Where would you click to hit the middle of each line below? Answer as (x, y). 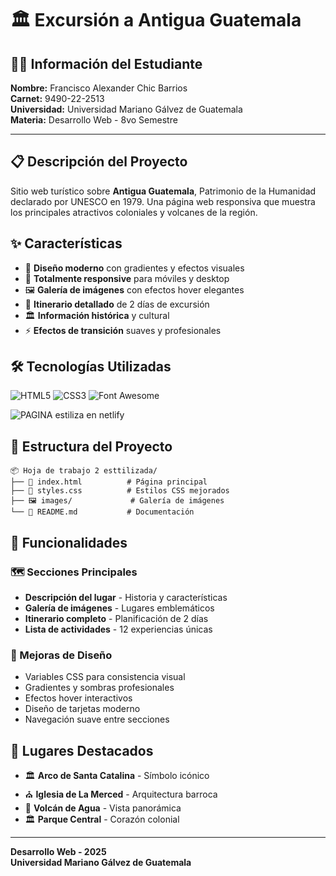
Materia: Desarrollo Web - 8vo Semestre (94, 120)
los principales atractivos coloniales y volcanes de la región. (134, 212)
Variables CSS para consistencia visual (105, 677)
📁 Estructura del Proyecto (91, 446)
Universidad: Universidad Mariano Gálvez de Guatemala (126, 109)
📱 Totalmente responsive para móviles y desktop (127, 278)
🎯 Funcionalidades (69, 542)
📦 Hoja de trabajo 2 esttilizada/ (84, 471)
